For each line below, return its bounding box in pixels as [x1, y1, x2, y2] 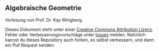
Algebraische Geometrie [5, 4, 82, 12]
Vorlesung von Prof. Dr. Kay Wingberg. [5, 17, 83, 23]
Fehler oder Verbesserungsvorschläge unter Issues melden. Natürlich [5, 31, 146, 37]
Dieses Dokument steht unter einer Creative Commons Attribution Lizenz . [5, 26, 154, 32]
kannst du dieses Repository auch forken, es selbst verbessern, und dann [5, 37, 155, 43]
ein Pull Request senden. [5, 42, 55, 48]
